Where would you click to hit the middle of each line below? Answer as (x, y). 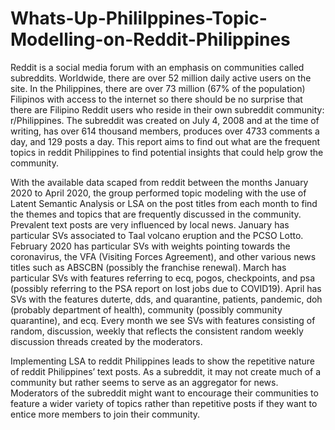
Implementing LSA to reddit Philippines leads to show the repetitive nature (162, 361)
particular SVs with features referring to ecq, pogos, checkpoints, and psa (163, 278)
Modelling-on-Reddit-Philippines (150, 39)
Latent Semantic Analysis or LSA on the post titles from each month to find (164, 203)
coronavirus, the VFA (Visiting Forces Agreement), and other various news (163, 256)
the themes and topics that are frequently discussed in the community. (156, 214)
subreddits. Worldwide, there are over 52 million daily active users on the (161, 78)
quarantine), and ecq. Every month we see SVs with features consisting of (163, 320)
